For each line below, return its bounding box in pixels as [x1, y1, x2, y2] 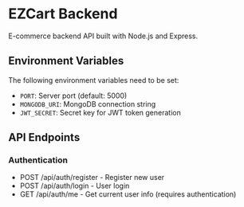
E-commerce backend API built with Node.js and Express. [8, 31, 198, 41]
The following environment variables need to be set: [8, 75, 179, 84]
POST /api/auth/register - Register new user [19, 173, 165, 182]
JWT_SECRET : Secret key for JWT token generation [19, 107, 181, 117]
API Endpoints [8, 131, 81, 144]
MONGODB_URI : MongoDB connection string [19, 99, 156, 108]
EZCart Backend [8, 5, 118, 23]
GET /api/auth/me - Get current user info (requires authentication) [19, 189, 237, 199]
